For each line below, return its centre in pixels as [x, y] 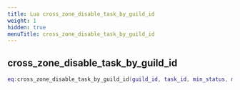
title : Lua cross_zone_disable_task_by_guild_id [81, 14]
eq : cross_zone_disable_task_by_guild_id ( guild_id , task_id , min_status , [118, 79]
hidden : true [27, 27]
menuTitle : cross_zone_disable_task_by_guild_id [81, 34]
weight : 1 [22, 21]
